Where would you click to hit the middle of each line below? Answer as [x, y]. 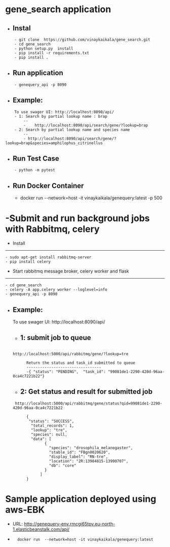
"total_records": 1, [53, 425]
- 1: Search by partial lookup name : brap [61, 116]
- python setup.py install [44, 49]
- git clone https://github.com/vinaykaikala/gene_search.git [82, 40]
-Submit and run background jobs [78, 218]
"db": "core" [63, 465]
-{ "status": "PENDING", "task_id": [66, 371]
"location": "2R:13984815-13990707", [89, 461]
